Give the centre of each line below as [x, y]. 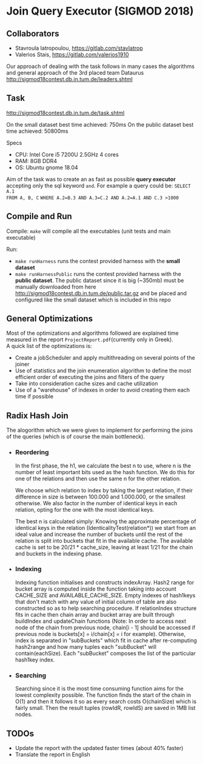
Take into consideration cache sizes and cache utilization [86, 384]
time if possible [34, 397]
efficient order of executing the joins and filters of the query [90, 377]
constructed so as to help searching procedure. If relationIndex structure [106, 608]
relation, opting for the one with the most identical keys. [85, 509]
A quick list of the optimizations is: [49, 346]
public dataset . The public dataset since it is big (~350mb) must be [99, 280]
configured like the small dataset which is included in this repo [93, 300]
